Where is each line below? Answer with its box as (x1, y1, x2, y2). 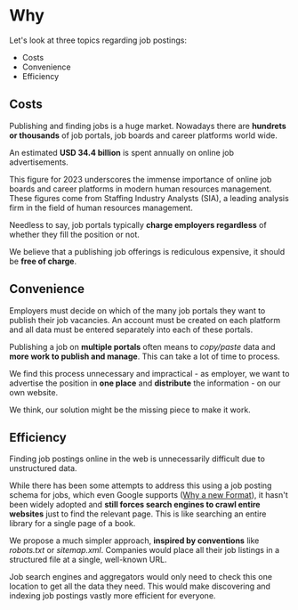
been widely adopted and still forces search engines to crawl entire (9, 500, 261, 510)
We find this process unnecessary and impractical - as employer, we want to (9, 368, 290, 378)
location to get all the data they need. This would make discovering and (9, 581, 271, 592)
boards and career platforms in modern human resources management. (9, 183, 272, 194)
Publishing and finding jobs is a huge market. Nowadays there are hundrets (9, 120, 286, 131)
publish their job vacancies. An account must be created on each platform (9, 314, 281, 325)
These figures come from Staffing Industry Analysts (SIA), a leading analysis (9, 192, 289, 203)
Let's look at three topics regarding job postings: (9, 35, 187, 45)
